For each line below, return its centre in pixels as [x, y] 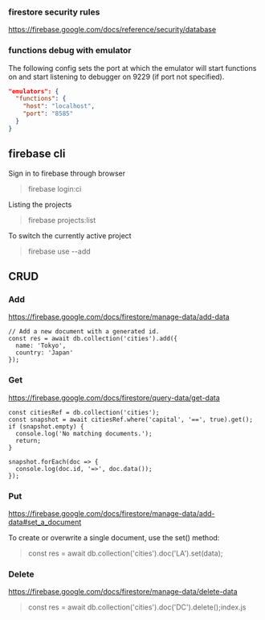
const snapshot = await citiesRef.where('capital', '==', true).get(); [130, 420]
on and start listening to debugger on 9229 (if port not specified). [116, 76]
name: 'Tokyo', [41, 346]
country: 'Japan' [45, 353]
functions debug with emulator [70, 51]
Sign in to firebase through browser [67, 173]
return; [29, 440]
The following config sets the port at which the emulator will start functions [132, 68]
